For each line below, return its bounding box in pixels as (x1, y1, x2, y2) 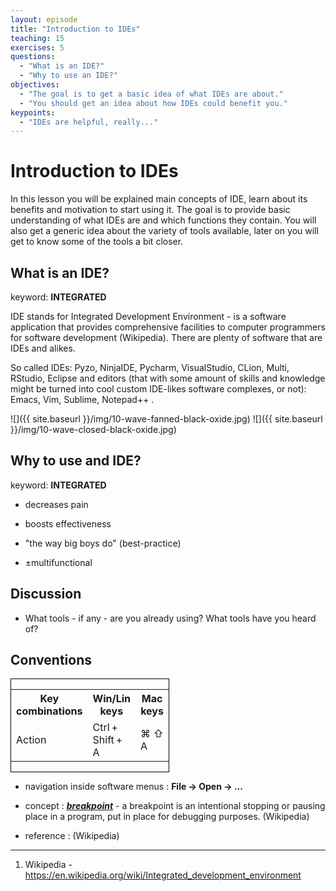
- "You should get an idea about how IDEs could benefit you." (19, 98, 288, 108)
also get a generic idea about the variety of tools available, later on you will (10, 225, 319, 237)
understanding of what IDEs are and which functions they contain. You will (10, 214, 317, 226)
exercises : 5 (10, 42, 65, 53)
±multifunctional (24, 556, 93, 568)
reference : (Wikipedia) (24, 830, 120, 842)
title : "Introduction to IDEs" (10, 24, 141, 34)
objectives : (10, 80, 60, 90)
